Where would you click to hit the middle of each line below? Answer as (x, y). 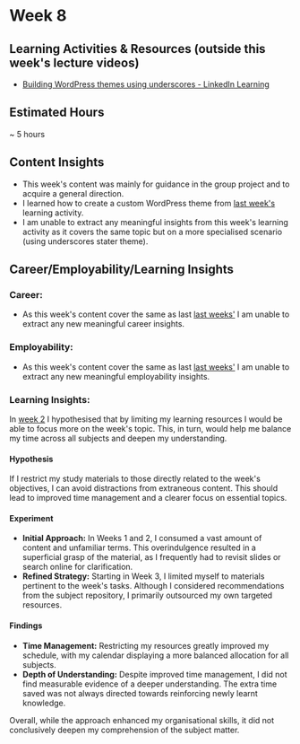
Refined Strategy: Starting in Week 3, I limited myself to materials (143, 576)
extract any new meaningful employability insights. (116, 376)
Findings (26, 626)
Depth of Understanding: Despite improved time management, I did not (155, 674)
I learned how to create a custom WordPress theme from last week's (149, 203)
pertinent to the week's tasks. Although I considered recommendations (153, 586)
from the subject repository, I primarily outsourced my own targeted (147, 595)
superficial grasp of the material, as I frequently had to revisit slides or (151, 557)
